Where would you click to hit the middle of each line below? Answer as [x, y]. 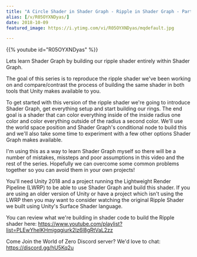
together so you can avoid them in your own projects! [71, 170]
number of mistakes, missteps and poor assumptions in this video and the [95, 158]
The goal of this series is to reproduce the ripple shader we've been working [98, 79]
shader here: [21, 224]
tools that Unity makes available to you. [54, 91]
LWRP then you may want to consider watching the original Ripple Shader [95, 200]
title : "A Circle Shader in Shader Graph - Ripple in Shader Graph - [93, 11]
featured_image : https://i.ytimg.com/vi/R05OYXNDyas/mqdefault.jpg [90, 28]
